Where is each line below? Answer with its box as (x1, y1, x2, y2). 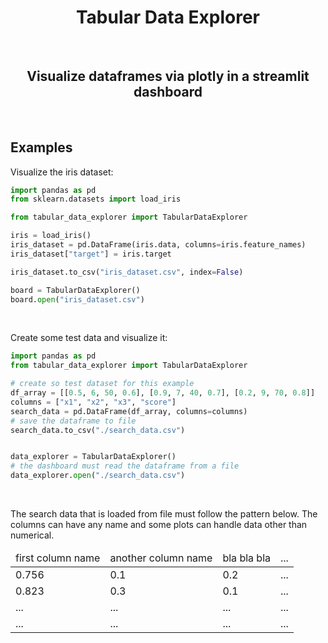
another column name (109, 551, 213, 565)
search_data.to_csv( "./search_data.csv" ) (10, 425, 186, 435)
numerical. (10, 529, 55, 541)
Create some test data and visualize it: (10, 332, 168, 344)
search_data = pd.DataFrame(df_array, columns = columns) (10, 406, 248, 416)
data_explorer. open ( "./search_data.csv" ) (10, 471, 186, 481)
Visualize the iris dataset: (10, 166, 114, 178)
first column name (15, 551, 101, 565)
